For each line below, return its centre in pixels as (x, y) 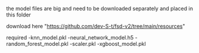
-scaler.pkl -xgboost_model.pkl (108, 44)
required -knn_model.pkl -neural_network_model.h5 (70, 37)
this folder (19, 15)
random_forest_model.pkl (37, 44)
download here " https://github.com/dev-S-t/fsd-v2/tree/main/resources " (96, 26)
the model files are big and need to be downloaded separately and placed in (100, 9)
